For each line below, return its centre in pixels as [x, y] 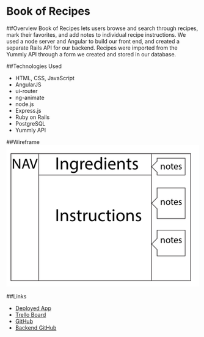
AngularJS [28, 85]
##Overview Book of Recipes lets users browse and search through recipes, [102, 28]
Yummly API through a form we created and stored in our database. [91, 54]
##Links [16, 296]
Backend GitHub [36, 328]
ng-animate [30, 97]
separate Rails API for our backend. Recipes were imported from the [92, 48]
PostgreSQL [30, 123]
